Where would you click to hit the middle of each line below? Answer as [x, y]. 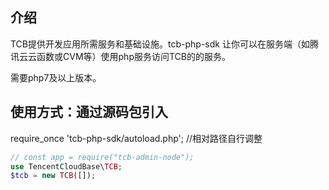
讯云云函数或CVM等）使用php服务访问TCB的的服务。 [120, 56]
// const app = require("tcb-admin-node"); [102, 157]
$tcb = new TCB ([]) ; [53, 176]
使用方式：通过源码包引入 [89, 112]
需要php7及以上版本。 [56, 77]
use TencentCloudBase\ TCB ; [66, 166]
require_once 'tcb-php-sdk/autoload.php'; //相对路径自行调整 [136, 138]
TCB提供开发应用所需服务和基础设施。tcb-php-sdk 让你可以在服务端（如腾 [164, 44]
